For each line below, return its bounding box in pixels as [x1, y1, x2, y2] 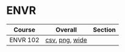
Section [93, 25, 116, 34]
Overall [55, 25, 77, 34]
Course [13, 25, 35, 34]
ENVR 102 [9, 36, 40, 44]
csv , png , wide [45, 36, 87, 44]
